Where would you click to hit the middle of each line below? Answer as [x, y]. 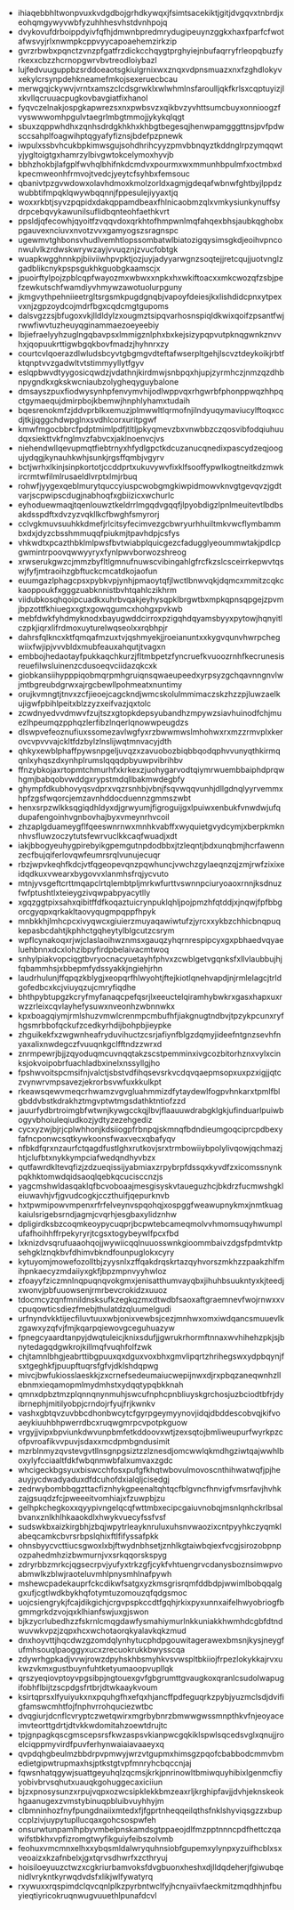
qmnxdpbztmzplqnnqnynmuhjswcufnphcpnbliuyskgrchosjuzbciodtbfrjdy [151, 1394]
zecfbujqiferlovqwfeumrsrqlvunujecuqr [89, 855]
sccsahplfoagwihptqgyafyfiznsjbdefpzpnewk [100, 136]
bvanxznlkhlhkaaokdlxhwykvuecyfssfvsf [92, 1517]
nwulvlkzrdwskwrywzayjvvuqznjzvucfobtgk [98, 249]
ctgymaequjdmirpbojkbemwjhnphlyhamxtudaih [104, 401]
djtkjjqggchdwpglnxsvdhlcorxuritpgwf [87, 419]
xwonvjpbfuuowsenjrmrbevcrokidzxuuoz [92, 1290]
